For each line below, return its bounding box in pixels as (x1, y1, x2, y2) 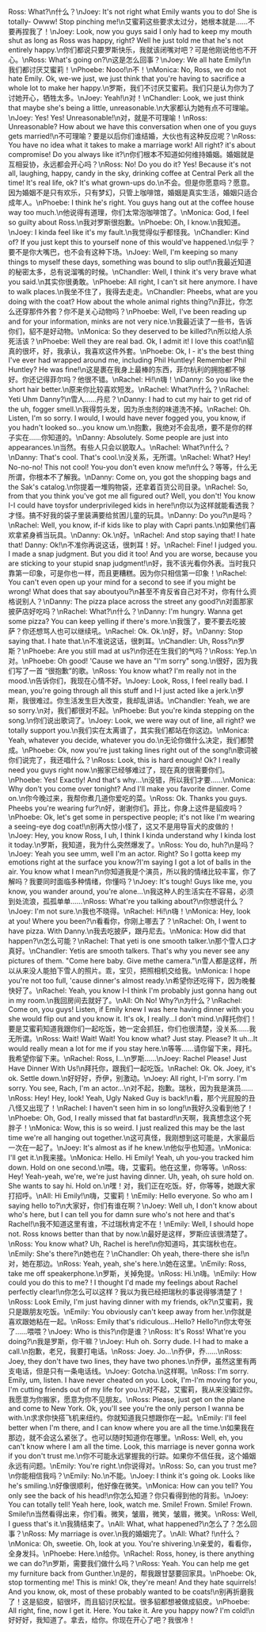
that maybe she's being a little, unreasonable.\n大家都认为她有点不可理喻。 (8, 103, 253, 113)
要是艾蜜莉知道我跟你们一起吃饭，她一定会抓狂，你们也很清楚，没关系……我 (8, 1024, 256, 1033)
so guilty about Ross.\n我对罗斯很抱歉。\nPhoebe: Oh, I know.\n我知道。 (8, 217, 245, 227)
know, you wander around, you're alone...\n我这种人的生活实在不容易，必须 (8, 887, 254, 896)
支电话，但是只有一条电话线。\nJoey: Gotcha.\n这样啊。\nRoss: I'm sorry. (8, 1366, 249, 1376)
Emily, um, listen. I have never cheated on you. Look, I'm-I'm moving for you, (8, 1375, 258, 1385)
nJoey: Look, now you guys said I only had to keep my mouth (52, 27, 252, 36)
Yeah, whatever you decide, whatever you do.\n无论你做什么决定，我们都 (8, 736, 248, 745)
